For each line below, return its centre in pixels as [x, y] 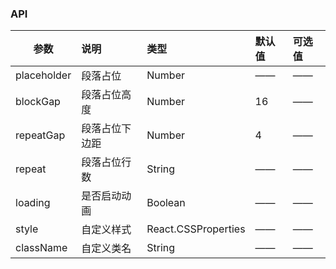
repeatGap [40, 135]
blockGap [38, 102]
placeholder [43, 75]
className [41, 248]
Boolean [166, 203]
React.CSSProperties [196, 229]
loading [33, 203]
